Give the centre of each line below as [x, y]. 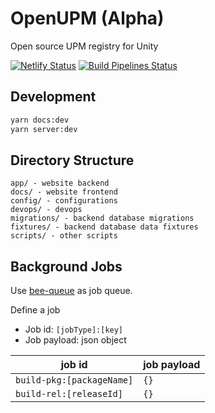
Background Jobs [66, 266]
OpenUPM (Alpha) [87, 18]
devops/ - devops [46, 210]
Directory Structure [72, 160]
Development [53, 97]
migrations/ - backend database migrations [102, 218]
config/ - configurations [64, 201]
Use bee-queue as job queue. [71, 291]
